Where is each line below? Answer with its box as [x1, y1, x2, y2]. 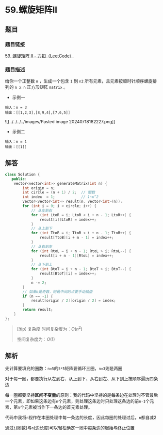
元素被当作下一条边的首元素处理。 [24, 404, 93, 410]
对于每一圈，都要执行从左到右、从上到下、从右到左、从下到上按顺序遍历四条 [5, 376, 158, 382]
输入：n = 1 [5, 139, 27, 145]
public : [11, 177, 27, 181]
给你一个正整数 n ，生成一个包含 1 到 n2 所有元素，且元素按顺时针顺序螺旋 [5, 78, 153, 84]
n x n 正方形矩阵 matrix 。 [14, 84, 68, 90]
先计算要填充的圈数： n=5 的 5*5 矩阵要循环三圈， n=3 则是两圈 [5, 366, 123, 371]
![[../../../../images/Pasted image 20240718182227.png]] [5, 119, 115, 125]
